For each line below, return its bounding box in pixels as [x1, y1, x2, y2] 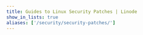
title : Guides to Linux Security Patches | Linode [6, 8, 138, 15]
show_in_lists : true [6, 14, 59, 20]
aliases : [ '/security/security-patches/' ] [6, 20, 116, 26]
